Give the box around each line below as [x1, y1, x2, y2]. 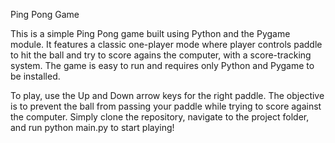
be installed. [10, 70, 61, 82]
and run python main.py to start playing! [10, 122, 175, 133]
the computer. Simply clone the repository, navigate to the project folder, [10, 111, 310, 123]
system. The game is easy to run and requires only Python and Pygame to [10, 60, 315, 71]
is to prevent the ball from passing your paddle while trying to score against [10, 100, 322, 112]
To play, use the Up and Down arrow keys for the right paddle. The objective [10, 90, 325, 101]
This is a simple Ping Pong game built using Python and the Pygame [10, 28, 291, 39]
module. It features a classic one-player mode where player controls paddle [10, 39, 323, 50]
